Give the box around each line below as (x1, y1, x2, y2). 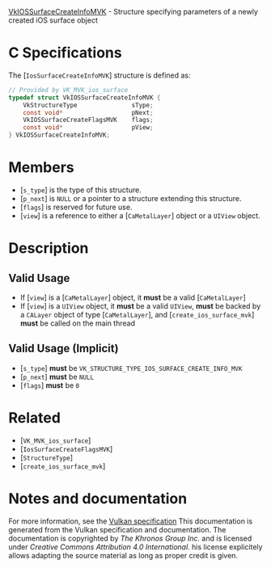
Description (8, 239, 89, 258)
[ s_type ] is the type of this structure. (19, 185, 142, 195)
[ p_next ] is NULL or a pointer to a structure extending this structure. (19, 194, 242, 203)
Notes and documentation (8, 489, 188, 507)
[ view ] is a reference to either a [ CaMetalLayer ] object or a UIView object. (19, 211, 260, 221)
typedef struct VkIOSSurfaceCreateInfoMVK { (8, 93, 161, 102)
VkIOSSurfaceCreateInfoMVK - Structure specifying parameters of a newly (8, 7, 259, 16)
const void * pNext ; (23, 108, 154, 116)
